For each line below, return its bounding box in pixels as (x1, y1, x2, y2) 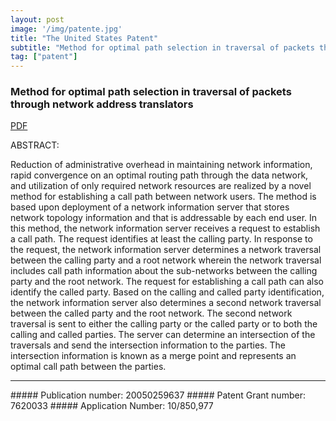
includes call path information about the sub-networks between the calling (10, 265, 318, 277)
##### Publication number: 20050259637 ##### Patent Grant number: (10, 389, 306, 401)
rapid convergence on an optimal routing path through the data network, (10, 169, 309, 181)
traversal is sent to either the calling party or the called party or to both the (10, 318, 318, 330)
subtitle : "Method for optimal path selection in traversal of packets (10, 42, 315, 53)
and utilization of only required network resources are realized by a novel (10, 180, 312, 192)
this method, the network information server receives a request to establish (10, 222, 321, 235)
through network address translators (10, 97, 194, 111)
